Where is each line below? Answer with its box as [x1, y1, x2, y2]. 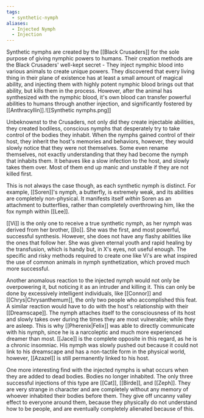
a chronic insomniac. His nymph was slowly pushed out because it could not [6, 342, 199, 349]
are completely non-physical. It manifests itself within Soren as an [6, 195, 172, 202]
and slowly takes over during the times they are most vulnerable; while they [6, 316, 196, 323]
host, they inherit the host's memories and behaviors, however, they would [6, 138, 194, 145]
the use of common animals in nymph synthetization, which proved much [6, 258, 190, 266]
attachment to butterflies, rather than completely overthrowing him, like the [6, 202, 195, 209]
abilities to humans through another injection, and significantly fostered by [6, 100, 193, 107]
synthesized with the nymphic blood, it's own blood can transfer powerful [6, 94, 191, 101]
